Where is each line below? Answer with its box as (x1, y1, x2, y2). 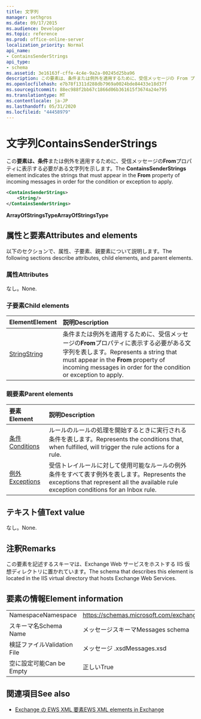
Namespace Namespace (9, 611, 77, 620)
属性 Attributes (6, 270, 49, 278)
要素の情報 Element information (6, 593, 124, 603)
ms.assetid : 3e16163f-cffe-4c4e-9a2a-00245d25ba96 (6, 70, 135, 76)
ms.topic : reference (6, 31, 58, 37)
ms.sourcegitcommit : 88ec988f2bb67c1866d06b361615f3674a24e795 (6, 87, 167, 93)
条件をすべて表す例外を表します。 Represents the (48, 470, 187, 478)
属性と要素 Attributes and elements (6, 230, 138, 241)
